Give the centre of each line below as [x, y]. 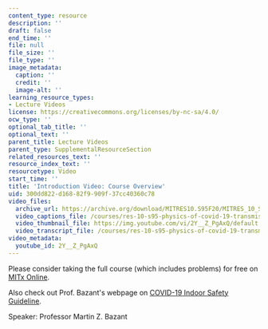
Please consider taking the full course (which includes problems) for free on [133, 268]
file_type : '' [32, 61]
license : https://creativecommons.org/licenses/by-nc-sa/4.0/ [114, 113]
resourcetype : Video [43, 172]
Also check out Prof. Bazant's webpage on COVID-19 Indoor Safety [118, 292]
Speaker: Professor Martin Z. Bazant [68, 316]
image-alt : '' [39, 90]
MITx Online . [29, 277]
